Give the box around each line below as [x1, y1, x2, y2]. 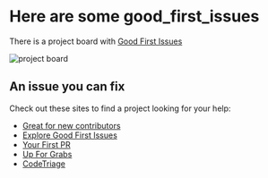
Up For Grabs [22, 148, 73, 159]
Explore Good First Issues [22, 130, 118, 140]
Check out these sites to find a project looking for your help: [9, 103, 231, 114]
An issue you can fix [9, 79, 125, 95]
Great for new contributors [22, 120, 121, 131]
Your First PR [22, 139, 71, 149]
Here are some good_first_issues [9, 6, 260, 27]
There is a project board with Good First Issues [9, 36, 183, 47]
